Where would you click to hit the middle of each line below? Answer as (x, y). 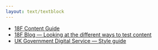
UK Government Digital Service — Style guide (70, 41)
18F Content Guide (37, 28)
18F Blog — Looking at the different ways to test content (83, 34)
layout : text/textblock (35, 11)
